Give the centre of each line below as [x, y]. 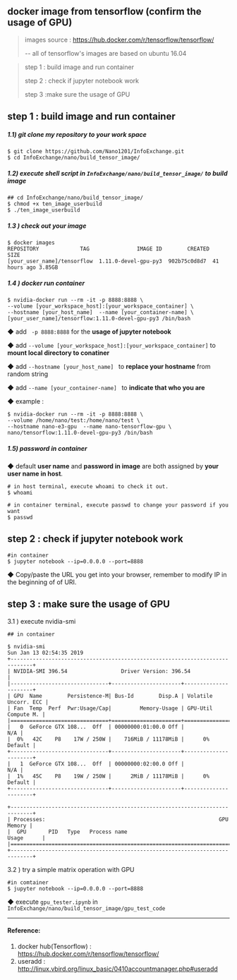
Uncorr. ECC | [28, 702]
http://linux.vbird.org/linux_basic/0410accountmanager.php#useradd [118, 969]
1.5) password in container [47, 448]
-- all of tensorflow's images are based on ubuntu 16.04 [105, 53]
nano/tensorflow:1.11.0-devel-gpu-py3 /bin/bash [80, 433]
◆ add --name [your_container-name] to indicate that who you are [106, 388]
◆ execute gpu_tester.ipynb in [53, 902]
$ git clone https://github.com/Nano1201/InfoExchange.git [96, 152]
